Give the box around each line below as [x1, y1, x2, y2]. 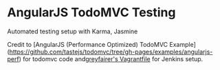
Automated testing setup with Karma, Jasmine [7, 27, 138, 35]
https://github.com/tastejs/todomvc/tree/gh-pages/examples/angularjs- [9, 48, 213, 56]
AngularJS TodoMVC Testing [7, 5, 176, 20]
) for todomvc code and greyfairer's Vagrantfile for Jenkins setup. [19, 54, 203, 63]
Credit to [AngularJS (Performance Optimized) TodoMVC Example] [7, 40, 196, 48]
